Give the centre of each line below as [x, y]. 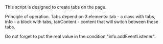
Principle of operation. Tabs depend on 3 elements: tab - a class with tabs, [80, 16]
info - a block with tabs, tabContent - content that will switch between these [82, 22]
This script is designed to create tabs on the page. [56, 7]
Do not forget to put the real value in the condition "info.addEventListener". [80, 36]
